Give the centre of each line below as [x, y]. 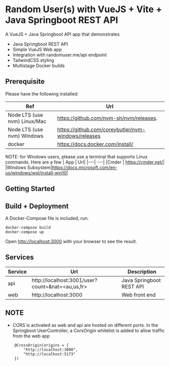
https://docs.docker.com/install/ [95, 144]
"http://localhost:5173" [50, 354]
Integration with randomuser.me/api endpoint [60, 55]
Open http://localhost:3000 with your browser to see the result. [71, 241]
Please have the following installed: [42, 94]
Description [142, 272]
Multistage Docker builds [38, 65]
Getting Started [30, 189]
